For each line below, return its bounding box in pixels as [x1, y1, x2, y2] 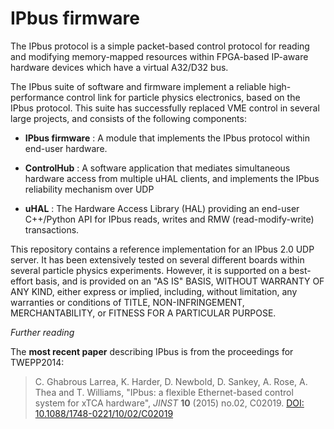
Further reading [10, 326, 75, 338]
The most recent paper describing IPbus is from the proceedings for [10, 345, 294, 357]
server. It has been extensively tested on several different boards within [10, 253, 305, 266]
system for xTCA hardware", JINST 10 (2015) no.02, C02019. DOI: [34, 397, 305, 409]
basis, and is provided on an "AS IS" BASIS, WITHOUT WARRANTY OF [34, 275, 325, 287]
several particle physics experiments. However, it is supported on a [10, 264, 287, 276]
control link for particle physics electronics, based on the [66, 91, 301, 103]
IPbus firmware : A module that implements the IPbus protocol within [24, 132, 311, 144]
